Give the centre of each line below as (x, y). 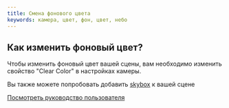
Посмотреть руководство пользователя (66, 98)
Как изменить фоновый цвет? (75, 48)
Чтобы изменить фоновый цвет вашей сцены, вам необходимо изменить (115, 64)
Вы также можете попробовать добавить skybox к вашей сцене (101, 84)
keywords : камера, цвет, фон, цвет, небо (67, 20)
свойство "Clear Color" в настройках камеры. (74, 71)
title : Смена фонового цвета (49, 13)
